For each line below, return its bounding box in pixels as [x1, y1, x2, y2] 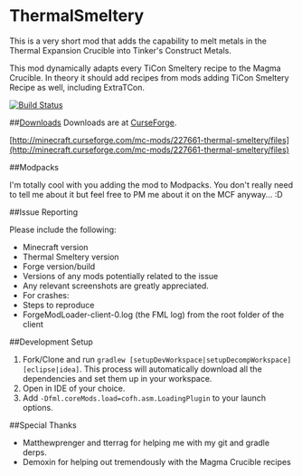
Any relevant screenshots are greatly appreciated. [22, 280, 210, 291]
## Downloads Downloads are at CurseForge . [9, 117, 177, 128]
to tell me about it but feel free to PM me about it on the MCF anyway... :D [9, 189, 283, 199]
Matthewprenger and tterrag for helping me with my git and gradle [22, 437, 269, 448]
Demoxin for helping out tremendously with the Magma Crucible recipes [22, 456, 291, 467]
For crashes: [22, 289, 70, 300]
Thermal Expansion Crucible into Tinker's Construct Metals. [9, 44, 232, 55]
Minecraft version [22, 241, 89, 252]
